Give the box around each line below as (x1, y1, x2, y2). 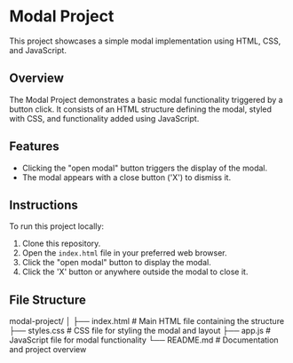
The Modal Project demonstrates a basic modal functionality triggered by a (9, 94, 283, 105)
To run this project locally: (9, 221, 105, 232)
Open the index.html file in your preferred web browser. (21, 248, 228, 258)
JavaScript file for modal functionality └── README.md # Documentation (9, 335, 279, 345)
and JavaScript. (9, 44, 67, 55)
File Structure (9, 292, 86, 307)
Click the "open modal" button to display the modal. (21, 257, 211, 268)
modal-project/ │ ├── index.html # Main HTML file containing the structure (9, 316, 285, 327)
